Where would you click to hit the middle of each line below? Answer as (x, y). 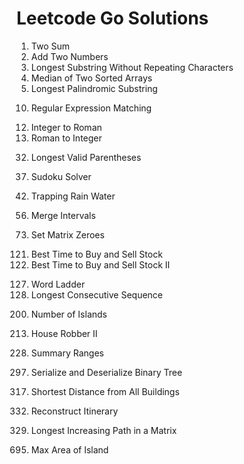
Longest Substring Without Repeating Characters (132, 67)
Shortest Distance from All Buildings (105, 391)
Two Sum (50, 46)
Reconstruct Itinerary (74, 411)
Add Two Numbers (69, 56)
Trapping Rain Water (73, 196)
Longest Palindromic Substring (94, 88)
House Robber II (64, 333)
